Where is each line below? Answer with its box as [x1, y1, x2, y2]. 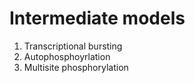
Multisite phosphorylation [23, 61, 129, 73]
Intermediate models [9, 7, 186, 30]
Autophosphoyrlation [23, 50, 111, 62]
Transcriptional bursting [23, 40, 123, 52]
